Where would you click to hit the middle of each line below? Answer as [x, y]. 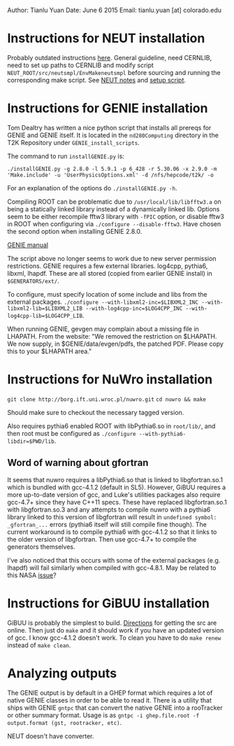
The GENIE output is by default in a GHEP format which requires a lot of [110, 693]
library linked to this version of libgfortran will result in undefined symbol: [112, 516]
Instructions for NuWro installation [110, 380]
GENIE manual [28, 245]
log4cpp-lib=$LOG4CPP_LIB [45, 316]
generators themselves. [41, 547]
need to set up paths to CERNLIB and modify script [80, 65]
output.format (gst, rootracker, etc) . [65, 722]
